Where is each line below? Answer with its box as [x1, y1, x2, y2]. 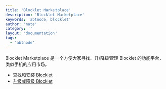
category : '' [5, 26, 33, 31]
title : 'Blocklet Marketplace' [5, 7, 71, 13]
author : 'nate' [5, 21, 37, 27]
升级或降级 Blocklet [12, 78, 53, 84]
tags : [5, 36, 17, 41]
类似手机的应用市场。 [5, 61, 49, 67]
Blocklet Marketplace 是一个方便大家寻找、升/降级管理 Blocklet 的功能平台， [5, 55, 164, 61]
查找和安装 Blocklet [12, 72, 53, 78]
